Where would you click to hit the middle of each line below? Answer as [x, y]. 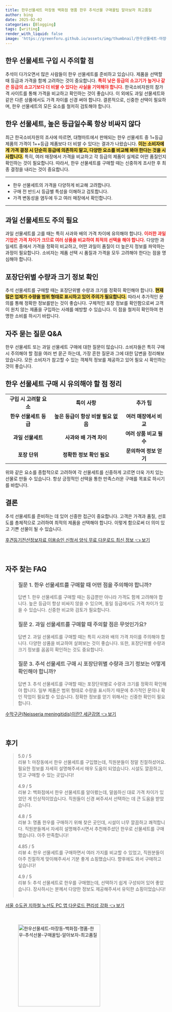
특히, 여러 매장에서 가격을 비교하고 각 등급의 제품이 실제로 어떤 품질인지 [95, 156]
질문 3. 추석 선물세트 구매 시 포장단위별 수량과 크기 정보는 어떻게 [92, 664]
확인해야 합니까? [37, 671]
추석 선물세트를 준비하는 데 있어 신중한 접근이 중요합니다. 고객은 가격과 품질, [81, 516]
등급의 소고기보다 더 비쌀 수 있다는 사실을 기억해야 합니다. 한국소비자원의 [82, 87]
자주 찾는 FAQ [26, 569]
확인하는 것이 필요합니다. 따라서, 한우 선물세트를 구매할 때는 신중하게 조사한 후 [83, 163]
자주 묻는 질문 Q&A [34, 334]
